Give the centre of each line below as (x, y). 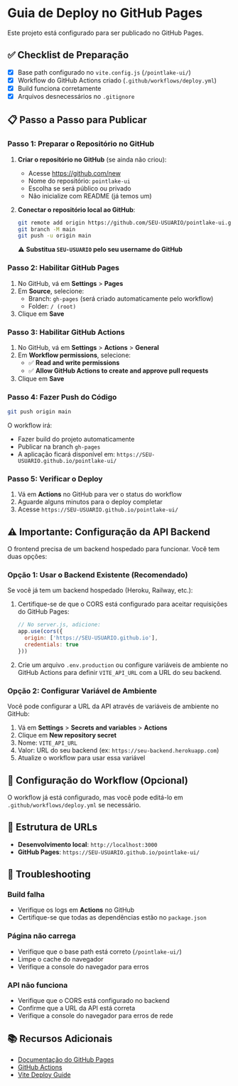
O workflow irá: (30, 425)
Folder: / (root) (52, 306)
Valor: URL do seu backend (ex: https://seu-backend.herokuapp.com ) (118, 750)
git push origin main (39, 412)
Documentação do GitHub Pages (66, 1059)
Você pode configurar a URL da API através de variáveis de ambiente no (113, 706)
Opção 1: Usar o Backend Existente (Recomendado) (98, 575)
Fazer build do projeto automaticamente (76, 440)
